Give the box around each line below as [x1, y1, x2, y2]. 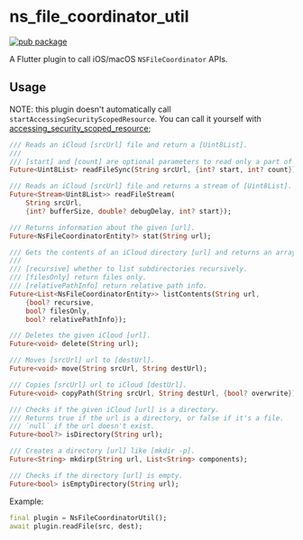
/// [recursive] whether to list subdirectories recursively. [9, 264, 248, 274]
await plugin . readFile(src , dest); [9, 521, 143, 531]
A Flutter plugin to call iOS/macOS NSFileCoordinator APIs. [9, 53, 228, 64]
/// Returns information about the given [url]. [9, 223, 196, 232]
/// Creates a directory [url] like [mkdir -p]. [9, 446, 196, 456]
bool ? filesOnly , [25, 307, 91, 316]
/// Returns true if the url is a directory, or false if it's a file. [9, 413, 284, 423]
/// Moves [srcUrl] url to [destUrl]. [9, 356, 155, 365]
